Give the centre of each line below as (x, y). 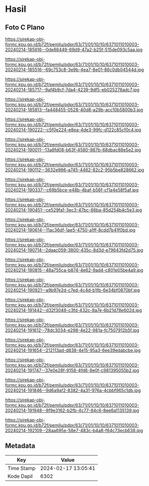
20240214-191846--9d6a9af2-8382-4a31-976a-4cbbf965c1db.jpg (73, 390)
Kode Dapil (20, 476)
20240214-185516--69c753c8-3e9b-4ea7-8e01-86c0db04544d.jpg (74, 70)
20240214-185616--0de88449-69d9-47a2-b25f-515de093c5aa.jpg (74, 50)
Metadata (20, 446)
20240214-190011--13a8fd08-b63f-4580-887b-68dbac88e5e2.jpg (73, 150)
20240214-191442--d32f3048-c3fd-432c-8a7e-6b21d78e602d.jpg (74, 310)
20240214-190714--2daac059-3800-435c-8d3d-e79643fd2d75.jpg (74, 250)
